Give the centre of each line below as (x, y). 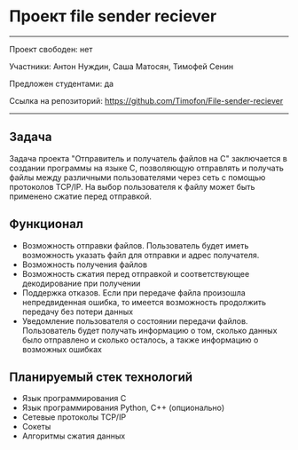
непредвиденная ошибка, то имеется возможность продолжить (144, 302)
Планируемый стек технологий (101, 377)
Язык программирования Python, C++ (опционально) (123, 408)
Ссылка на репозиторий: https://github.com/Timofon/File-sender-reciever (146, 100)
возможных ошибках (62, 349)
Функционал (47, 224)
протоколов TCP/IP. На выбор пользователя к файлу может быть (132, 186)
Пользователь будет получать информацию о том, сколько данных (149, 330)
